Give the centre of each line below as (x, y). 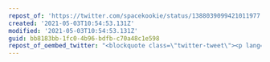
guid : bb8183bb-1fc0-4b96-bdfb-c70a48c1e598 (84, 38)
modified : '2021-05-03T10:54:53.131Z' (73, 31)
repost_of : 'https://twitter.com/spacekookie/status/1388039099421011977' (136, 16)
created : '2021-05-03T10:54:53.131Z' (72, 23)
